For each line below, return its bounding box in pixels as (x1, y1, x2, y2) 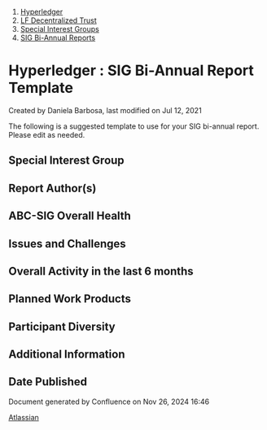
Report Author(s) (8, 181, 97, 195)
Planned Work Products (8, 292, 132, 306)
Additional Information (8, 348, 125, 362)
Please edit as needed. (8, 129, 85, 139)
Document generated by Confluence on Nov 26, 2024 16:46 (8, 397, 210, 406)
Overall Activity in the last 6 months (8, 264, 194, 278)
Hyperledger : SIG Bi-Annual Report (8, 61, 255, 80)
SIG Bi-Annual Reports (20, 33, 96, 42)
